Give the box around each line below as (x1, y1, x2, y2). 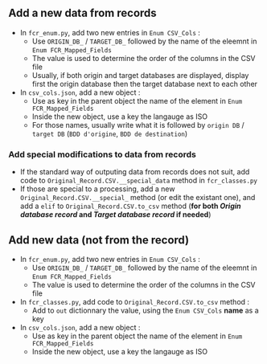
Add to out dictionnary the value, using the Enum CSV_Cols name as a (31, 305, 259, 315)
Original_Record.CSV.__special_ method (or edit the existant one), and (19, 193, 256, 202)
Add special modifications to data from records (8, 149, 197, 160)
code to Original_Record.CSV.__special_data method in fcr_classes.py (19, 176, 258, 186)
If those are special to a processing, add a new (19, 184, 175, 194)
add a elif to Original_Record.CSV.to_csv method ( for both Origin (19, 201, 241, 211)
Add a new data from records (8, 6, 157, 20)
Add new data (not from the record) (8, 233, 190, 247)
